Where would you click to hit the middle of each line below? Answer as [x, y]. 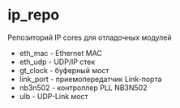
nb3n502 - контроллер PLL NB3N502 [83, 88]
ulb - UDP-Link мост [54, 96]
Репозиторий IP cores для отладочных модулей [90, 37]
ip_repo [34, 15]
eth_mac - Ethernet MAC [61, 53]
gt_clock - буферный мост [64, 70]
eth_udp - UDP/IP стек [57, 62]
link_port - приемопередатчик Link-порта [90, 79]
